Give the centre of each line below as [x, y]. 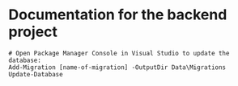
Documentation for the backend [118, 15]
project [33, 32]
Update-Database [36, 74]
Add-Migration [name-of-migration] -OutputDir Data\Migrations [117, 67]
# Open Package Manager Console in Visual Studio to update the [119, 53]
